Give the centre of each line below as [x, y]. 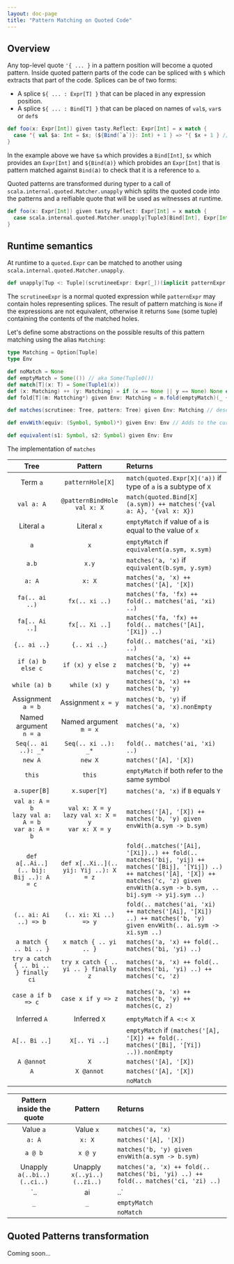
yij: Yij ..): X [89, 870]
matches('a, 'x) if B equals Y [173, 791]
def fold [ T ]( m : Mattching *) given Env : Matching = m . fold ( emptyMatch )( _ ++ [119, 398]
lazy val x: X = [89, 815]
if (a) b [32, 661]
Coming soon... [29, 1253]
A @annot [32, 1062]
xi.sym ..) [144, 932]
